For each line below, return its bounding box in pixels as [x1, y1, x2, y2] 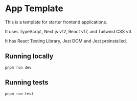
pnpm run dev [5, 65, 32, 70]
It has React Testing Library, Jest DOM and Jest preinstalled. [5, 38, 127, 44]
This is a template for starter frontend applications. [5, 19, 108, 25]
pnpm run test [5, 91, 34, 96]
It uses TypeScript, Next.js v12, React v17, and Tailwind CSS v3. [5, 28, 133, 34]
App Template [5, 3, 64, 14]
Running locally [5, 52, 54, 61]
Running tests [5, 79, 49, 87]
